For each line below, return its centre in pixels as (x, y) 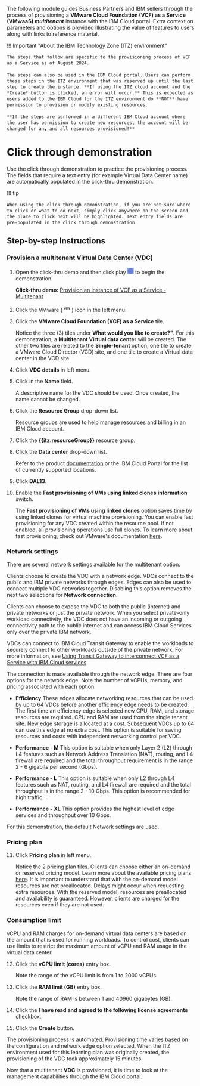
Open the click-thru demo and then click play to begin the (90, 272)
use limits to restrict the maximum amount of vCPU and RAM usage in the (97, 946)
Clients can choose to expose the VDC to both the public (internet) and (94, 606)
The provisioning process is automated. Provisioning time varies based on (97, 1039)
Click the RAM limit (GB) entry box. (58, 987)
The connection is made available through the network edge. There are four (100, 674)
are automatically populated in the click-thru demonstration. (80, 181)
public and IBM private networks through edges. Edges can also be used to (99, 582)
